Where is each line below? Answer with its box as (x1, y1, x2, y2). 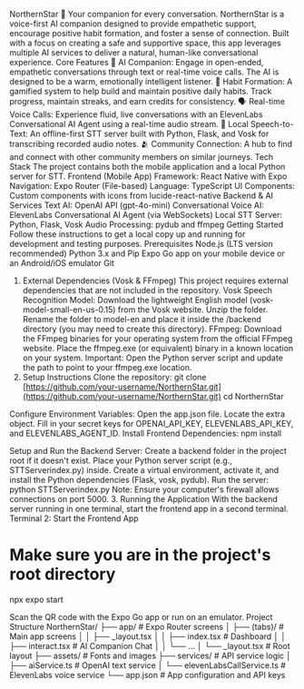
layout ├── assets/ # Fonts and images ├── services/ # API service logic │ (9, 650, 292, 661)
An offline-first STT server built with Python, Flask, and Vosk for (30, 128, 270, 139)
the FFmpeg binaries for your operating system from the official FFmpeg (22, 333, 293, 344)
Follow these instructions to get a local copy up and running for (9, 229, 246, 240)
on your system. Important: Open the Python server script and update (22, 352, 284, 363)
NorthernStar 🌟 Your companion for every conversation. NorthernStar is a (9, 9, 284, 19)
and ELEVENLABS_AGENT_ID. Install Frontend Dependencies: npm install (9, 428, 282, 438)
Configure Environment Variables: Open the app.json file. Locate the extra (9, 408, 286, 419)
